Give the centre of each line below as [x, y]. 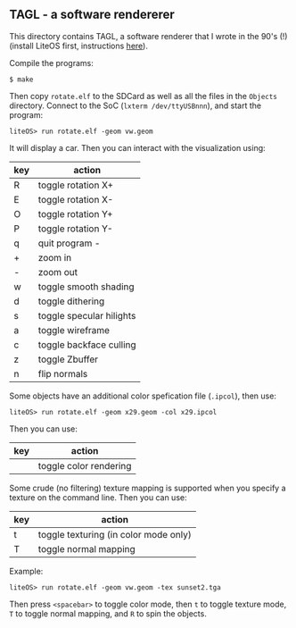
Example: [26, 571]
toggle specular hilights [87, 315]
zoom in [55, 257]
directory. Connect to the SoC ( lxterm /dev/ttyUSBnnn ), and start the [135, 105]
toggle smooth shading [86, 287]
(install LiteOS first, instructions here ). [79, 46]
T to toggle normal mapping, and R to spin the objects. [108, 613]
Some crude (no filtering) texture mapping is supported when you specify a [148, 488]
